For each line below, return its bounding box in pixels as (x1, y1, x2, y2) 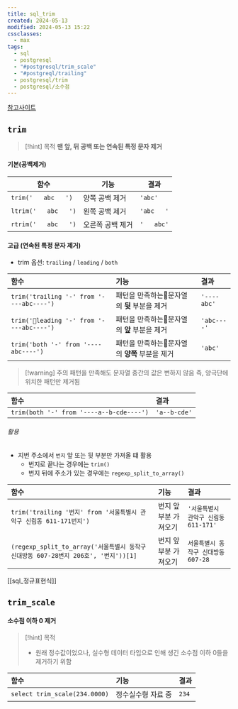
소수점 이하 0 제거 (7, 616, 57, 625)
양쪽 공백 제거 (83, 193, 127, 203)
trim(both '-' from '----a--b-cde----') (11, 409, 149, 417)
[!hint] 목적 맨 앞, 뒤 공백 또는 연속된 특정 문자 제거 (24, 143, 163, 151)
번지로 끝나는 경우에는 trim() (28, 459, 110, 468)
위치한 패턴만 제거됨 (24, 378, 80, 386)
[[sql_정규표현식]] (7, 576, 57, 585)
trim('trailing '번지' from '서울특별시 (11, 508, 137, 516)
